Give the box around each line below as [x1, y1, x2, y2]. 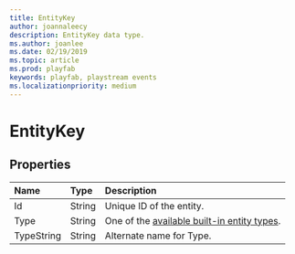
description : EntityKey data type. [9, 30, 145, 39]
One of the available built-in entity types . [104, 214, 281, 227]
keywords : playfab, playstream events [9, 73, 157, 82]
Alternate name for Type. [104, 229, 212, 242]
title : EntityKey [9, 13, 76, 23]
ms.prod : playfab [9, 65, 76, 74]
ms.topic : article [9, 56, 79, 65]
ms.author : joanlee [9, 38, 84, 48]
